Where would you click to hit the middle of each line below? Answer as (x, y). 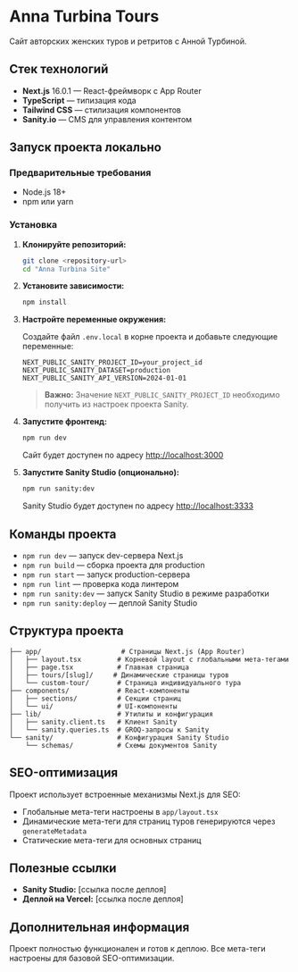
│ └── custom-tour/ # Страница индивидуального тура (125, 683)
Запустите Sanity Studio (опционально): (101, 473)
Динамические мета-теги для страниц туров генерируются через (149, 821)
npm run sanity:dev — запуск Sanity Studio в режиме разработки (145, 593)
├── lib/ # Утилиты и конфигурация (112, 714)
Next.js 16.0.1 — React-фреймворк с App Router (112, 90)
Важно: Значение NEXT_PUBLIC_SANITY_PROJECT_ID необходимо (162, 395)
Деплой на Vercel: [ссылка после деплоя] (103, 899)
